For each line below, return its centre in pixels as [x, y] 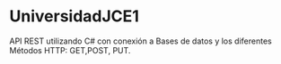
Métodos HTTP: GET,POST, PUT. [70, 50]
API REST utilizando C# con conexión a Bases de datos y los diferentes [140, 41]
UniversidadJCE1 [74, 16]
